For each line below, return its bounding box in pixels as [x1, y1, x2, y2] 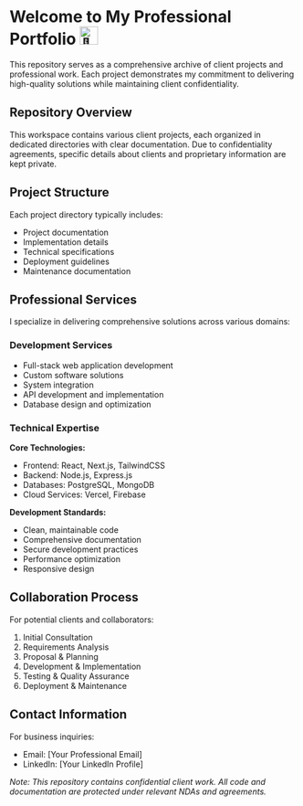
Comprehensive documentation [22, 534, 141, 545]
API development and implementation [22, 388, 164, 399]
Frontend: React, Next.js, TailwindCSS [22, 460, 166, 471]
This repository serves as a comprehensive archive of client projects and [9, 58, 284, 69]
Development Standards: [9, 506, 107, 517]
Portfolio [9, 29, 77, 49]
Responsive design [22, 563, 95, 574]
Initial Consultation [22, 631, 93, 642]
